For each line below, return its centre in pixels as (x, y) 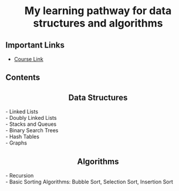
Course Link (28, 59)
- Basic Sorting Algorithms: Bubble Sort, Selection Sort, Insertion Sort (89, 182)
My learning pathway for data (98, 11)
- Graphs (16, 143)
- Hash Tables (22, 137)
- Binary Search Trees (32, 130)
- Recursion (20, 176)
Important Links (35, 45)
